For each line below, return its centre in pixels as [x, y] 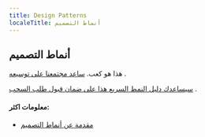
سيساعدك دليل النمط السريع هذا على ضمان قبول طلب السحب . [103, 89]
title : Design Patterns [48, 15]
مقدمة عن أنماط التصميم [57, 124]
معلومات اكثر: [29, 106]
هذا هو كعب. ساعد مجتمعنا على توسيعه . [68, 74]
